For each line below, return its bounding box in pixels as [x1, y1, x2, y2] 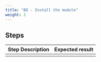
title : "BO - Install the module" [5, 7, 79, 13]
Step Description [8, 46, 50, 53]
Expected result [54, 46, 94, 53]
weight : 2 [5, 12, 26, 17]
